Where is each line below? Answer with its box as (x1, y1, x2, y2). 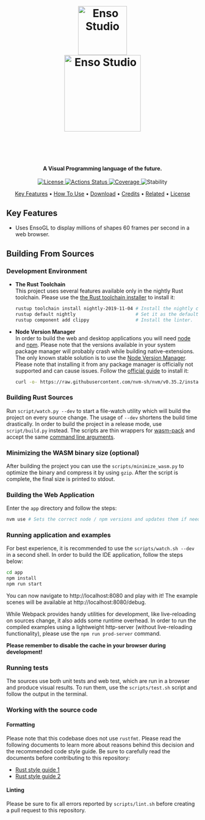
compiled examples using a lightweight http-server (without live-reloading (6, 624, 193, 631)
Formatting (6, 721, 35, 728)
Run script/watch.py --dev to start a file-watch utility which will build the (6, 407, 191, 414)
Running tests (6, 663, 49, 672)
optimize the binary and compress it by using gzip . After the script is (6, 469, 179, 476)
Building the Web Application (6, 490, 95, 499)
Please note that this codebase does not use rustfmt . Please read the (6, 734, 181, 742)
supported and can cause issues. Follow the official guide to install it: (15, 367, 189, 375)
